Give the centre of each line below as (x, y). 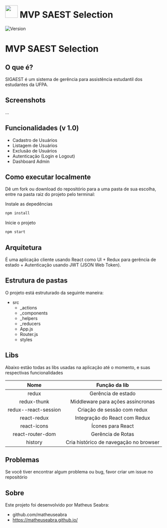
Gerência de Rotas (113, 434)
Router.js (29, 334)
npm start (15, 232)
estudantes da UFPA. (27, 84)
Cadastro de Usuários (35, 140)
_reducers (30, 323)
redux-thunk (34, 401)
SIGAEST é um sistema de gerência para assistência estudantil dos (74, 79)
